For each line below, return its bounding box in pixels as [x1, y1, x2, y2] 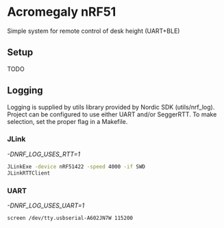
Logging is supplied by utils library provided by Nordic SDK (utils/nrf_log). [7, 103, 215, 111]
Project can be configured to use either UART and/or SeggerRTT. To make [7, 110, 217, 118]
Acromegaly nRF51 [7, 4, 116, 20]
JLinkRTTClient [7, 169, 51, 177]
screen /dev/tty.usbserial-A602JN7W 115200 [7, 214, 134, 221]
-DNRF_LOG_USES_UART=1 [7, 201, 85, 210]
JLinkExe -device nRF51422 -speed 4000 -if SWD [7, 163, 146, 170]
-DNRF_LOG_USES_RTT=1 [7, 150, 81, 158]
